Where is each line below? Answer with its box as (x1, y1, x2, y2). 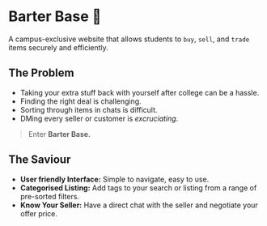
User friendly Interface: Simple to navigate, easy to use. (19, 174, 210, 184)
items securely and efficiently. (8, 42, 109, 52)
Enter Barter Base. (28, 129, 91, 139)
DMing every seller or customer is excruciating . (19, 113, 179, 123)
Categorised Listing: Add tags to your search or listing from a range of (19, 182, 257, 193)
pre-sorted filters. (19, 191, 79, 201)
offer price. (19, 208, 58, 218)
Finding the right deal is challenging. (19, 96, 142, 106)
